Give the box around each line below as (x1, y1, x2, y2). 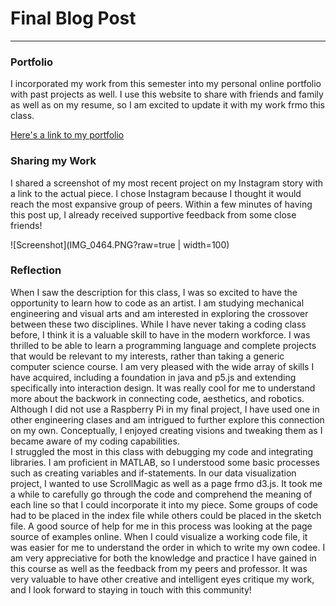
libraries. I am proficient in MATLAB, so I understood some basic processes (10, 456, 320, 468)
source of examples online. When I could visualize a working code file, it (10, 530, 308, 542)
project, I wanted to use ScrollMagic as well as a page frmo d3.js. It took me (10, 477, 323, 489)
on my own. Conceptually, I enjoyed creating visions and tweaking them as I (10, 424, 323, 436)
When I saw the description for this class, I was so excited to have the (10, 286, 298, 298)
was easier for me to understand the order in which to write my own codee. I (10, 541, 326, 553)
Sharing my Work (10, 154, 97, 168)
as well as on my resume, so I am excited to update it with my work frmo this (10, 99, 325, 111)
